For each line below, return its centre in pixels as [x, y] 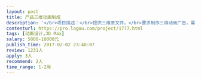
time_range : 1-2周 [29, 67]
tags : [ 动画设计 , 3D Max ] [35, 34]
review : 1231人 [25, 50]
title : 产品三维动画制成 [33, 17]
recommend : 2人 [25, 61]
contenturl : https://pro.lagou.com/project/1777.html [75, 28]
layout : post [22, 12]
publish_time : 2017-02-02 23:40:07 [51, 45]
